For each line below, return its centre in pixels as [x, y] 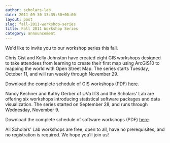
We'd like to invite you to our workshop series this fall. [62, 48]
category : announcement [30, 33]
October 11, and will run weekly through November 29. [62, 74]
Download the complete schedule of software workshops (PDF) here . [78, 119]
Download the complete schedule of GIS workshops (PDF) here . [72, 84]
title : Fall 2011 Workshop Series [42, 29]
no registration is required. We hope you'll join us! [57, 135]
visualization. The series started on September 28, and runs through [77, 104]
